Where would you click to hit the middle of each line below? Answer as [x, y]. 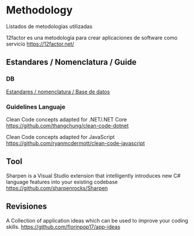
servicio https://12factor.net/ [40, 44]
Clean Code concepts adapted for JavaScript [60, 137]
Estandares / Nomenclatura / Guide [71, 62]
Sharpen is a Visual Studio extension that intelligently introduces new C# [93, 175]
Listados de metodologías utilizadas [49, 26]
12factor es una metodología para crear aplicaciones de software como [92, 37]
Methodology [39, 10]
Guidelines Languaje [36, 107]
